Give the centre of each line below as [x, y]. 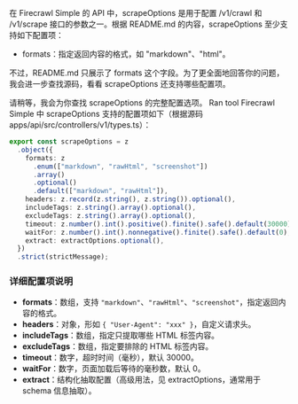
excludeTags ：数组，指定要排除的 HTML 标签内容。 [118, 346]
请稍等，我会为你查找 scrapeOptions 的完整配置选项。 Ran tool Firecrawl [142, 103]
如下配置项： [40, 35]
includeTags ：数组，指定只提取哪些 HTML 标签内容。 [121, 336]
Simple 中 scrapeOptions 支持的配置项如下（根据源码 [106, 114]
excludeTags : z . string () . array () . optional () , [111, 215]
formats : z [45, 158]
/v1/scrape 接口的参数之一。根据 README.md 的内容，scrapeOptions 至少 [145, 24]
